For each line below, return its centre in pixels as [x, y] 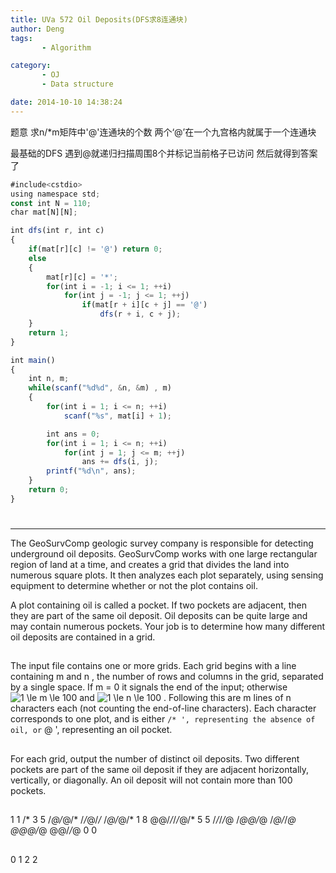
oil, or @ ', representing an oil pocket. [91, 730]
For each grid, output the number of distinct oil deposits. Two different [155, 758]
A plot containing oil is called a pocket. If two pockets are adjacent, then [159, 605]
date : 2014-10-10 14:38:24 [66, 102]
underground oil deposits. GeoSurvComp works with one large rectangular [164, 553]
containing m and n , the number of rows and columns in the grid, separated [167, 677]
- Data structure [77, 84]
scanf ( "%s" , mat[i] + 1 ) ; [117, 416]
